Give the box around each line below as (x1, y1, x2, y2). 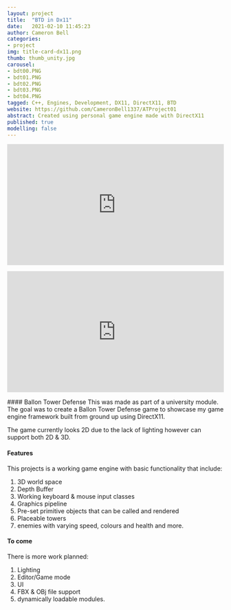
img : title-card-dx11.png (7, 49, 81, 56)
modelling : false (7, 125, 57, 132)
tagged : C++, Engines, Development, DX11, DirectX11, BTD (7, 100, 177, 106)
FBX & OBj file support (16, 587, 81, 596)
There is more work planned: (7, 552, 89, 561)
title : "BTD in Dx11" (7, 16, 72, 23)
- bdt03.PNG (7, 87, 41, 93)
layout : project (7, 10, 54, 17)
